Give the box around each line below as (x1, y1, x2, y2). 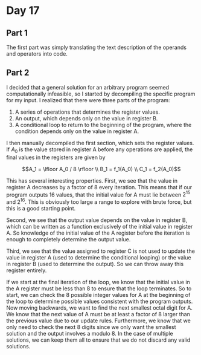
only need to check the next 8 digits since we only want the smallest (6, 323, 176, 330)
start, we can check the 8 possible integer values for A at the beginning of (6, 291, 191, 298)
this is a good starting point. (6, 204, 76, 212)
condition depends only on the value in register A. (14, 128, 139, 135)
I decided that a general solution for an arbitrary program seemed (6, 83, 170, 91)
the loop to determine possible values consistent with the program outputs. (6, 298, 193, 305)
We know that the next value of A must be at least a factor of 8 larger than (6, 310, 190, 318)
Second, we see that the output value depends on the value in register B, (6, 216, 188, 224)
